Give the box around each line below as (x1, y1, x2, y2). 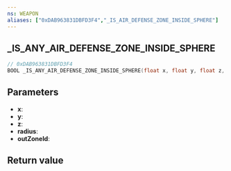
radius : (17, 127, 38, 136)
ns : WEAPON (7, 10, 39, 17)
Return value (7, 154, 64, 167)
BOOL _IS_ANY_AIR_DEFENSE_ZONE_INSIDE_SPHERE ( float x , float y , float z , (7, 67, 225, 74)
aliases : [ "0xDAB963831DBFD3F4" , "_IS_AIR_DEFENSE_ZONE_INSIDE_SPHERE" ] (7, 17, 219, 24)
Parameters (7, 86, 59, 98)
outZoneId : (17, 134, 50, 142)
